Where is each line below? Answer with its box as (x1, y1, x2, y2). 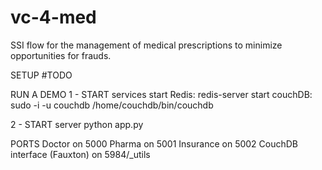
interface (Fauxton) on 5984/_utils (10, 148, 151, 160)
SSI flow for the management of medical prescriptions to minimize (10, 39, 283, 51)
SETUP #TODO (10, 69, 73, 81)
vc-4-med (10, 6, 97, 29)
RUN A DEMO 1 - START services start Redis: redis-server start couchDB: (10, 88, 313, 100)
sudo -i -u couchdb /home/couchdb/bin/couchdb (10, 99, 214, 111)
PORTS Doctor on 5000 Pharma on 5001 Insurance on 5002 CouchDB (10, 137, 299, 150)
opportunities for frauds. (10, 49, 112, 61)
